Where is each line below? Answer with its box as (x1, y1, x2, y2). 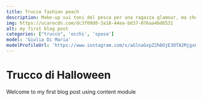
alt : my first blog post (6, 25, 69, 32)
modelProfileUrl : (6, 43, 50, 49)
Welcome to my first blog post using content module (6, 88, 136, 95)
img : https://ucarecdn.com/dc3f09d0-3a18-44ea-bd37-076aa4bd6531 (6, 20, 173, 26)
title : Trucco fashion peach (6, 8, 79, 15)
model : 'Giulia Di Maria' (6, 37, 71, 43)
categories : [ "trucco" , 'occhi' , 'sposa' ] (6, 31, 114, 37)
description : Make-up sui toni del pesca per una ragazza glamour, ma (6, 14, 187, 20)
